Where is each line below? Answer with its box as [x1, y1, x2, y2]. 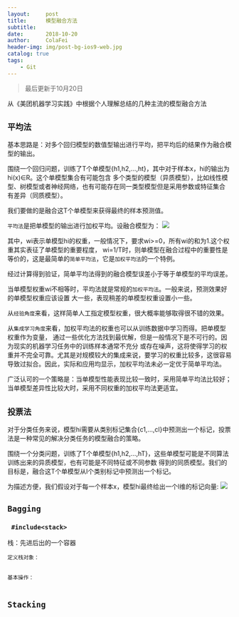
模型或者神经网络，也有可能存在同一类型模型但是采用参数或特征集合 [26, 183, 225, 191]
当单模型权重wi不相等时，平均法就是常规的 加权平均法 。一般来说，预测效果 [7, 285, 222, 293]
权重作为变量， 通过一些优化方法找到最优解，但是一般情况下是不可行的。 [7, 333, 221, 342]
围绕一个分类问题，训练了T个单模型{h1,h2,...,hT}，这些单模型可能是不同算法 [7, 449, 229, 458]
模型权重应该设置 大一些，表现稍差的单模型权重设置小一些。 [19, 294, 196, 302]
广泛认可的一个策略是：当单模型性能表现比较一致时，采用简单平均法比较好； [7, 375, 232, 384]
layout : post [7, 10, 59, 18]
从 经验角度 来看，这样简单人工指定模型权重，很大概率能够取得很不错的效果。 [7, 309, 228, 317]
